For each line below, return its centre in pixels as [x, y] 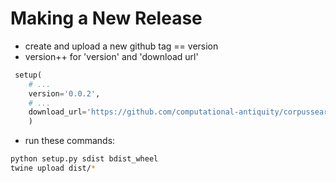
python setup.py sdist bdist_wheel [84, 159]
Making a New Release [106, 18]
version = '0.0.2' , [64, 93]
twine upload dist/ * [53, 168]
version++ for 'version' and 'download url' [111, 56]
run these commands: [70, 141]
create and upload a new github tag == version [121, 46]
